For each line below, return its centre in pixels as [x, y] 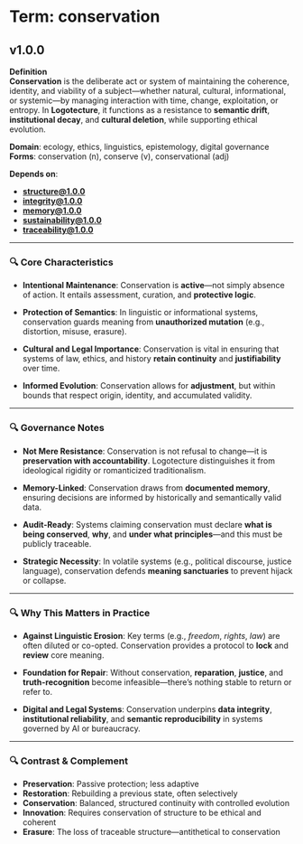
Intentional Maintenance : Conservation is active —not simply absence [154, 286]
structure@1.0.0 [54, 191]
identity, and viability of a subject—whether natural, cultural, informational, [148, 91]
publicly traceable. [57, 543]
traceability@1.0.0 [58, 230]
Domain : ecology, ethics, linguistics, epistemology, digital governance [139, 147]
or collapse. [44, 580]
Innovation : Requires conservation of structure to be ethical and [142, 813]
